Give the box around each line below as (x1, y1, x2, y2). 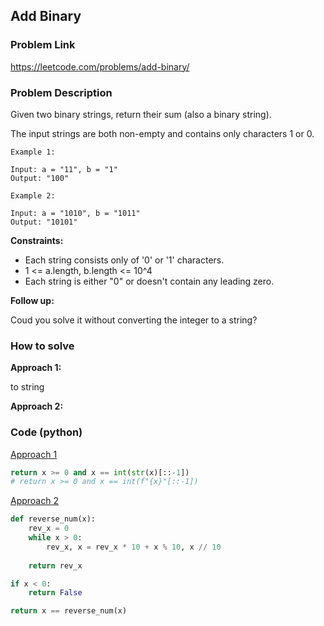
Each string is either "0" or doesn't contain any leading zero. (24, 275, 275, 287)
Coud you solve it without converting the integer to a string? (10, 314, 258, 326)
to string (10, 381, 45, 393)
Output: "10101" (10, 217, 78, 227)
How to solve (10, 339, 75, 353)
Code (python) (10, 425, 83, 439)
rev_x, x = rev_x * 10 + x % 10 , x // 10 (46, 542, 222, 552)
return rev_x (28, 560, 83, 571)
